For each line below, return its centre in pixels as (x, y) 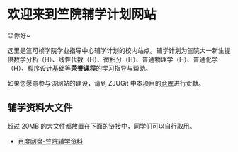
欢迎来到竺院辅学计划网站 (82, 14)
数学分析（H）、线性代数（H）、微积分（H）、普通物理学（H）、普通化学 (115, 59)
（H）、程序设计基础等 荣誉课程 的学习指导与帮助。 (80, 68)
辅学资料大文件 (40, 108)
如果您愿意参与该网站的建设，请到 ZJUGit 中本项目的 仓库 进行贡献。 (106, 83)
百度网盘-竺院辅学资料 (50, 141)
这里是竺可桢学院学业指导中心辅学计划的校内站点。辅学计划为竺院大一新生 (116, 50)
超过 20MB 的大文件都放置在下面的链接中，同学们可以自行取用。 (102, 126)
